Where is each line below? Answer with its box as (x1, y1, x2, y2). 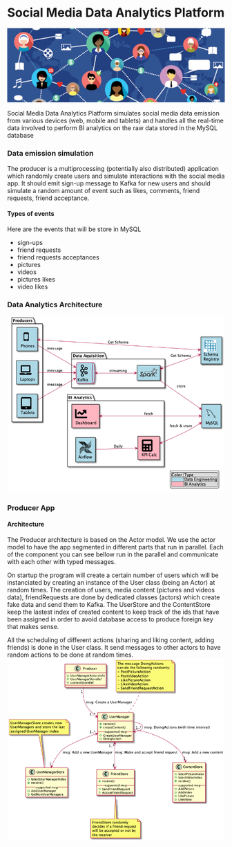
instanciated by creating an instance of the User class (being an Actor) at (7, 579, 215, 587)
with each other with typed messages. (7, 558, 116, 566)
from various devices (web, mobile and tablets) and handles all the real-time (7, 116, 224, 125)
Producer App (7, 503, 55, 513)
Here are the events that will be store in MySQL (7, 225, 142, 233)
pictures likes (17, 275, 55, 283)
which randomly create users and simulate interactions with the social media (7, 172, 225, 180)
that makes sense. (7, 623, 59, 631)
